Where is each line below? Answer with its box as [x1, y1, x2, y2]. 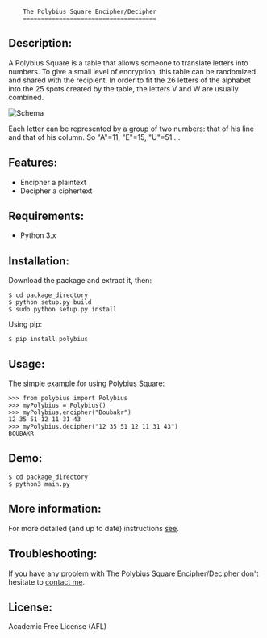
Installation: [8, 254, 70, 268]
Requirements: [8, 209, 85, 223]
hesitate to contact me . [8, 577, 86, 586]
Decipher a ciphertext [19, 186, 93, 196]
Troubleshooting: [8, 547, 98, 561]
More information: [8, 502, 102, 516]
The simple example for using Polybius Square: [8, 378, 165, 388]
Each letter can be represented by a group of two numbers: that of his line [8, 124, 254, 133]
